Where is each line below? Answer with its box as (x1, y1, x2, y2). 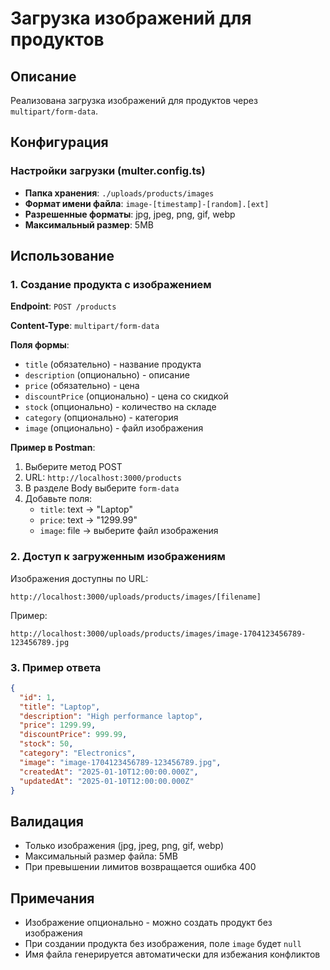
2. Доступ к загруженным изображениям (10, 550, 226, 564)
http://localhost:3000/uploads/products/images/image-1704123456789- (10, 628, 307, 639)
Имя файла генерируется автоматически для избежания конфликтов (24, 948, 321, 961)
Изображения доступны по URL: (10, 572, 149, 584)
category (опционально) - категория (24, 412, 179, 424)
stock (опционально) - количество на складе (24, 401, 217, 413)
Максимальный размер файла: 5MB (24, 850, 178, 862)
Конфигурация (10, 134, 109, 151)
